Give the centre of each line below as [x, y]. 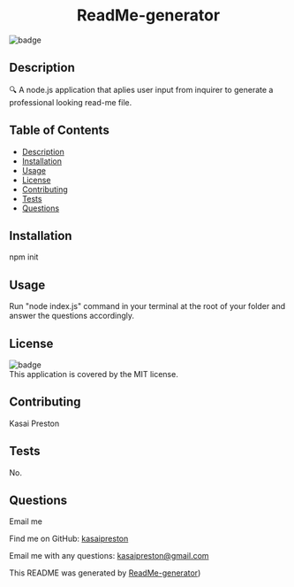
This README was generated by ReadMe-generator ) [105, 573]
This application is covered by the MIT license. [94, 374]
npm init [24, 257]
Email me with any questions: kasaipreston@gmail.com [109, 556]
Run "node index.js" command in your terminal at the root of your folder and [147, 306]
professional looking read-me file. [71, 102]
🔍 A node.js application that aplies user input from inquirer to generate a [141, 89]
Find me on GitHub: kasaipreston [69, 539]
